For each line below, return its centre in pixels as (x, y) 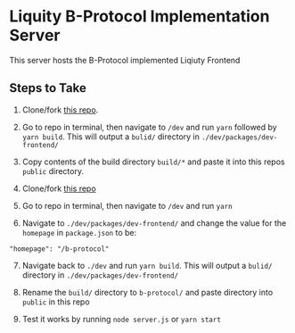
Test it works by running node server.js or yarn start (121, 319)
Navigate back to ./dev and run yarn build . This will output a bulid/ (147, 265)
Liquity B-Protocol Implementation (139, 17)
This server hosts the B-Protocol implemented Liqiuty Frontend (125, 60)
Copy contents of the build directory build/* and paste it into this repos (153, 162)
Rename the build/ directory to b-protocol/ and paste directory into (147, 292)
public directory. (53, 171)
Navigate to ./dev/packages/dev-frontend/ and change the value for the (154, 223)
